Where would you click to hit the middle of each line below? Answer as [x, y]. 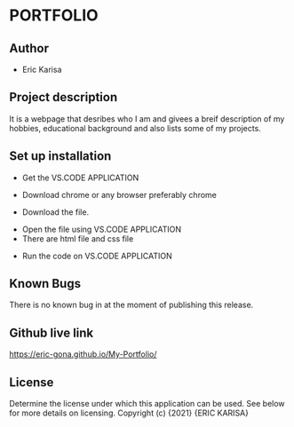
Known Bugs [45, 284]
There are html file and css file [78, 238]
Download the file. [56, 212]
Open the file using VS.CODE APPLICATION [102, 229]
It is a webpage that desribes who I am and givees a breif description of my [147, 119]
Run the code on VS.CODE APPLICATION [97, 256]
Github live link [52, 332]
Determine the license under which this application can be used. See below [147, 404]
